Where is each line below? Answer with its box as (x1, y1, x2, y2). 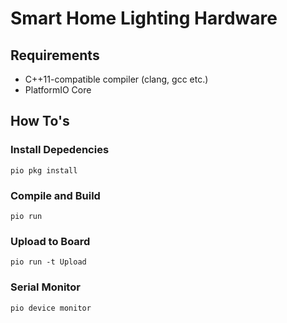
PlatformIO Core (24, 84, 92, 96)
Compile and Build (10, 188, 101, 202)
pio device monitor (10, 303, 92, 313)
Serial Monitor (10, 280, 81, 294)
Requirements (10, 47, 100, 64)
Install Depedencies (10, 143, 110, 157)
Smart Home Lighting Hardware (10, 7, 278, 30)
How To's (10, 113, 70, 130)
